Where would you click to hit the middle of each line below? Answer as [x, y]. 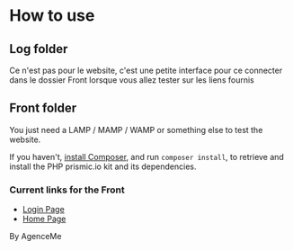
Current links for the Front [67, 190]
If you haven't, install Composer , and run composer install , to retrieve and [147, 156]
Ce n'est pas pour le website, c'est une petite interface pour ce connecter [146, 70]
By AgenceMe [36, 237]
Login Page [43, 210]
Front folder [43, 108]
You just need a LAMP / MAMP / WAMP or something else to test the [136, 129]
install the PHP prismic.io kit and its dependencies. [103, 166]
